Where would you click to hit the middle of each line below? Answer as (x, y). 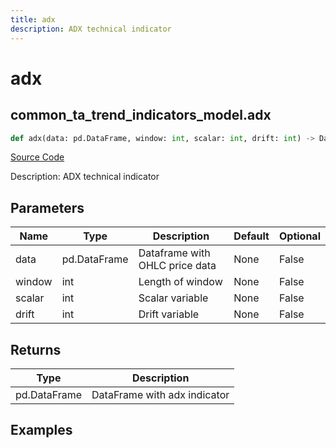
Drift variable (169, 314)
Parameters (47, 207)
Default (251, 236)
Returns (36, 349)
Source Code (37, 157)
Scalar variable (173, 298)
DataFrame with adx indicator (160, 394)
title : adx (33, 19)
